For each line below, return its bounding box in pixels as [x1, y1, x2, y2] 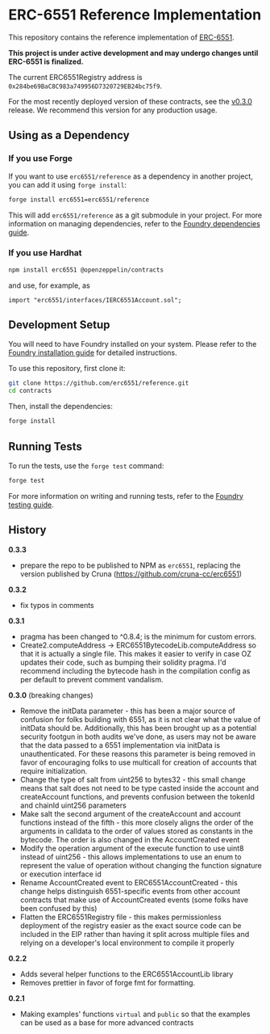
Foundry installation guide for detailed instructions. [8, 348, 177, 357]
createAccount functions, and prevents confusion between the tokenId [19, 791, 255, 801]
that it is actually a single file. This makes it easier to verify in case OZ [19, 648, 252, 658]
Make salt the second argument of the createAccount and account [19, 808, 241, 818]
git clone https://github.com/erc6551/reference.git [8, 379, 189, 387]
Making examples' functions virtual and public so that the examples [19, 1009, 251, 1019]
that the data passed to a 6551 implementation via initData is [19, 740, 220, 749]
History [8, 523, 47, 537]
